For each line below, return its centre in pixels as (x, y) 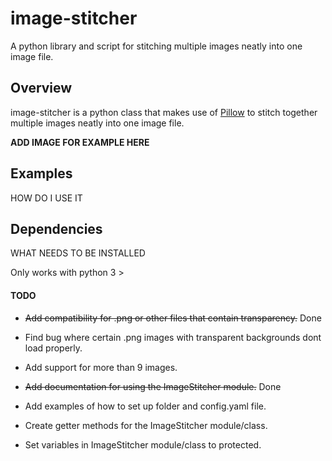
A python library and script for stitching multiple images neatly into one (156, 46)
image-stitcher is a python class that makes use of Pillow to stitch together (164, 112)
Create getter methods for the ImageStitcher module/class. (146, 425)
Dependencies (56, 228)
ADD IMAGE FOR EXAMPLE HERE (80, 142)
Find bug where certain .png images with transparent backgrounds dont (173, 337)
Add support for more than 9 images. (101, 367)
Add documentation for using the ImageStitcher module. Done (153, 386)
